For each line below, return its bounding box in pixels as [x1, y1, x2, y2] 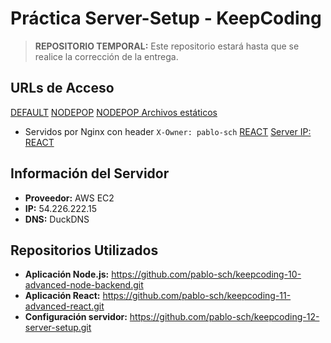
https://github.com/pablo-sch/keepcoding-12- [129, 311, 320, 323]
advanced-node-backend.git [24, 279, 144, 291]
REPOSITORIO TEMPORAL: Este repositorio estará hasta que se [34, 40, 300, 52]
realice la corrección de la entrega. [34, 50, 179, 62]
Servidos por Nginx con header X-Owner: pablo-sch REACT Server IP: [24, 125, 312, 137]
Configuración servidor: [24, 311, 128, 323]
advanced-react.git [24, 300, 105, 312]
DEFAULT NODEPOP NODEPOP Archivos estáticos [10, 106, 218, 118]
